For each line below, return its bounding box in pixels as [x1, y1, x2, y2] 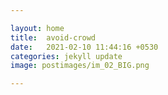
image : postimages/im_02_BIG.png [10, 61, 150, 71]
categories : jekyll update [10, 51, 123, 61]
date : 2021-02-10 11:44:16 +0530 [10, 42, 159, 52]
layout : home [10, 23, 65, 33]
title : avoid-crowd [10, 32, 97, 43]
